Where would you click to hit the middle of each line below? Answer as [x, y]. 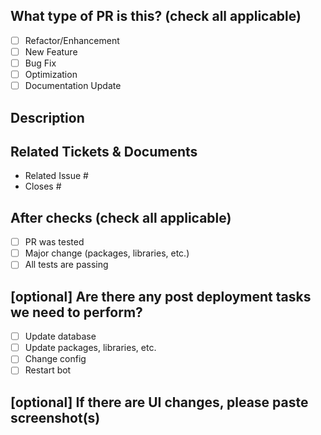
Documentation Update [73, 86]
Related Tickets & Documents [104, 151]
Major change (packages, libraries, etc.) [107, 253]
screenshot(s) [55, 417]
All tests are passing [66, 265]
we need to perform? [76, 312]
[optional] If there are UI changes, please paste [159, 402]
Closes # [43, 186]
